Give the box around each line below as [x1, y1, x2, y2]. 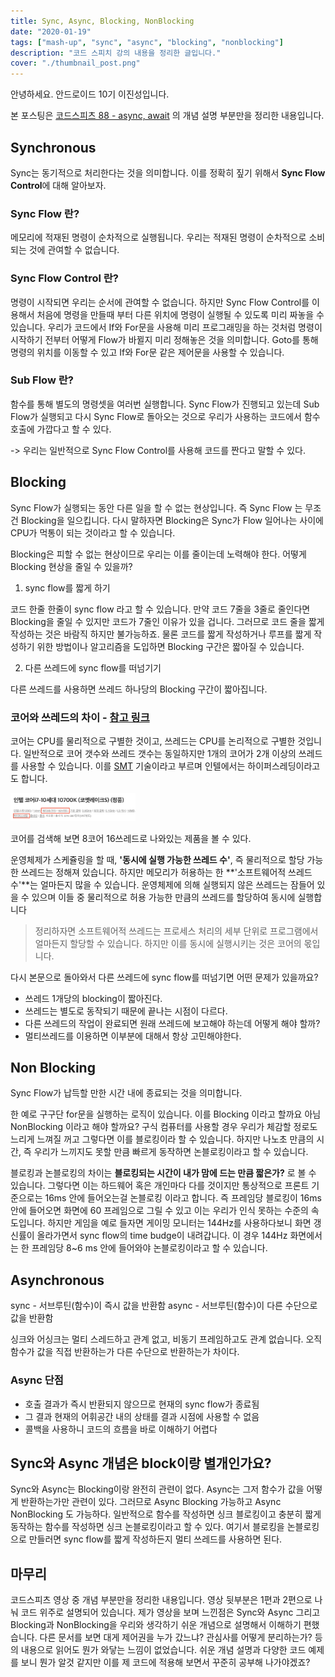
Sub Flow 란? [10, 373, 74, 387]
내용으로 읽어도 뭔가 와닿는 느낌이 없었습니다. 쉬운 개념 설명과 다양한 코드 [20, 1644, 307, 1656]
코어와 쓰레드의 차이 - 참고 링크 [10, 710, 150, 724]
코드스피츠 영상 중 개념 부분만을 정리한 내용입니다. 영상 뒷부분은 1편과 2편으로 [10, 1594, 313, 1606]
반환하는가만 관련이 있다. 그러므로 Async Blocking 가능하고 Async [20, 1496, 282, 1508]
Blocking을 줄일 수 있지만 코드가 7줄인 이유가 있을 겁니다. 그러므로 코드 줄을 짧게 [10, 615, 325, 627]
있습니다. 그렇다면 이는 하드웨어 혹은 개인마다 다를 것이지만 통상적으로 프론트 [10, 1180, 310, 1192]
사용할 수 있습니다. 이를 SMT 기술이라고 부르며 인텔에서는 [20, 760, 246, 772]
